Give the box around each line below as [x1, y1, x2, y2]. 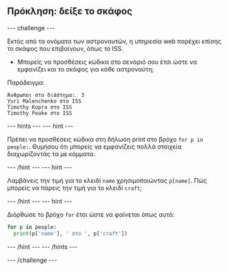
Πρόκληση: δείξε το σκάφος [7, 6, 133, 17]
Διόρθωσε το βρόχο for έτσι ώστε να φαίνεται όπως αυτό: [7, 210, 175, 219]
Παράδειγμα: [7, 78, 45, 87]
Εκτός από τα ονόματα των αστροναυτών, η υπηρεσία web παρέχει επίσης [7, 37, 222, 45]
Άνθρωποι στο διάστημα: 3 [7, 91, 85, 98]
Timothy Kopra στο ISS [7, 103, 72, 111]
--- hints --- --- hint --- [7, 122, 74, 130]
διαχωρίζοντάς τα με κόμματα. [7, 149, 96, 158]
